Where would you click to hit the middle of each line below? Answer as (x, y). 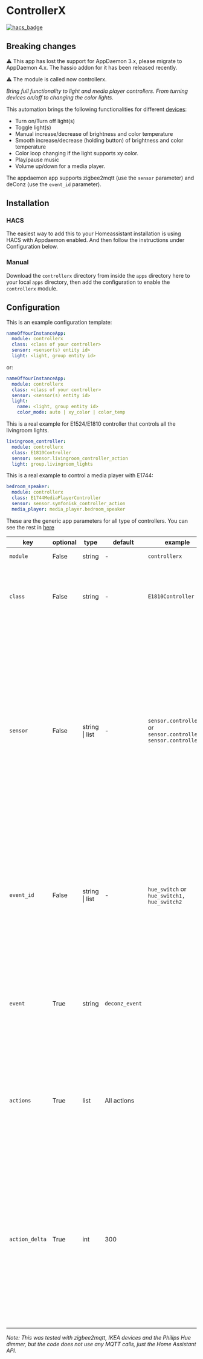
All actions (120, 1100)
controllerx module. (32, 288)
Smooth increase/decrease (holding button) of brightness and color (99, 140)
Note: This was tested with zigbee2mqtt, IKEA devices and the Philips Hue (99, 1337)
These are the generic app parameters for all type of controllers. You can (97, 521)
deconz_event (123, 1003)
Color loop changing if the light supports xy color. (77, 153)
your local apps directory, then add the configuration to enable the (88, 282)
